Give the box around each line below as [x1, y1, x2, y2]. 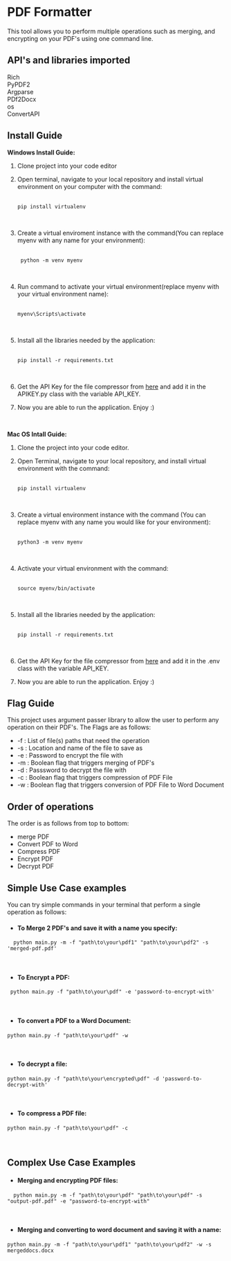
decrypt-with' [7, 1081, 48, 1088]
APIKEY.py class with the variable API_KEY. [17, 389, 141, 398]
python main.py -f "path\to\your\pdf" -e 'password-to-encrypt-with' [10, 988, 215, 996]
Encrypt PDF [17, 855, 54, 863]
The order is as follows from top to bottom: [7, 819, 129, 828]
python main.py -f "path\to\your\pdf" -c [7, 1125, 129, 1132]
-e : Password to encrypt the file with [17, 751, 123, 760]
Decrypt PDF [17, 862, 54, 870]
